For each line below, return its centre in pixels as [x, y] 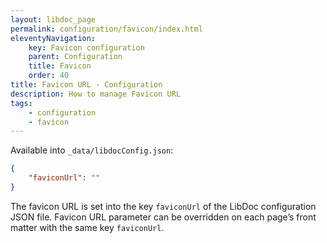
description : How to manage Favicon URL [96, 94]
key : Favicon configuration [86, 47]
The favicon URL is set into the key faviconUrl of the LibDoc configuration [163, 206]
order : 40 [49, 76]
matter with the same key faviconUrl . [87, 227]
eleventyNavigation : [53, 38]
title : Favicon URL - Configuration [86, 85]
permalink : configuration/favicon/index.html [106, 29]
